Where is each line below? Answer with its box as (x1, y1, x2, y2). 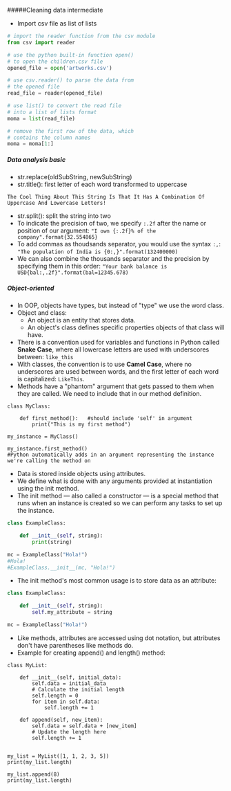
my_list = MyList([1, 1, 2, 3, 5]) (7, 752, 110, 760)
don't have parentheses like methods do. (17, 641, 134, 649)
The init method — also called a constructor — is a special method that (17, 491, 219, 500)
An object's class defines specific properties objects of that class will (27, 323, 225, 331)
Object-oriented (7, 284, 54, 292)
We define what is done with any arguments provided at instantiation (17, 477, 212, 485)
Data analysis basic (7, 155, 66, 163)
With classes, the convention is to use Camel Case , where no (17, 360, 192, 369)
